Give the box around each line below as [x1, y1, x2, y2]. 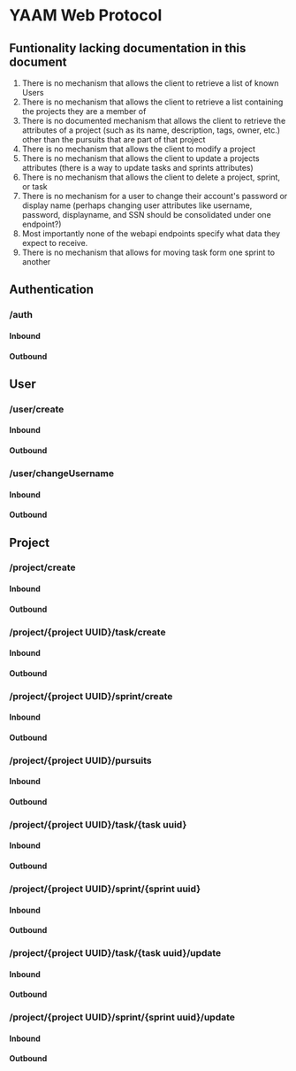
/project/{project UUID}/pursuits [9, 754, 152, 767]
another [21, 257, 51, 266]
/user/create [9, 403, 65, 415]
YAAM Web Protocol [9, 5, 163, 26]
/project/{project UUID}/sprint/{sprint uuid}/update [9, 1011, 236, 1023]
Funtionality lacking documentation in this [9, 41, 247, 56]
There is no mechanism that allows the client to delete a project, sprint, [21, 172, 281, 182]
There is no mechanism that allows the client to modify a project [21, 143, 256, 154]
